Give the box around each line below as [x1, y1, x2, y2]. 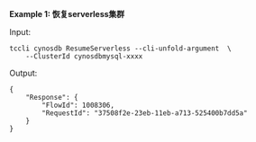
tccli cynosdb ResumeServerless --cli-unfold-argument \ [9, 44, 232, 53]
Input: [9, 27, 32, 37]
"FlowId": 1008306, [41, 101, 115, 110]
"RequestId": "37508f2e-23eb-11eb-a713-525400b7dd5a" [41, 109, 248, 118]
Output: [9, 67, 38, 78]
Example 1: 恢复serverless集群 [9, 9, 125, 19]
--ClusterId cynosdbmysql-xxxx [25, 52, 143, 61]
